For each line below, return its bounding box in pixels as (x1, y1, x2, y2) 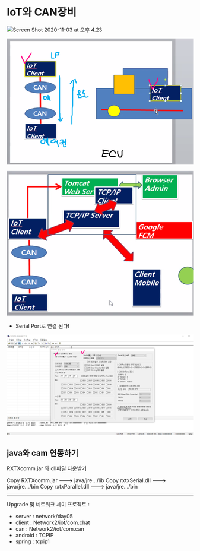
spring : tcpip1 (15, 538, 50, 545)
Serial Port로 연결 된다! (15, 322, 70, 330)
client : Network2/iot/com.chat (15, 519, 91, 526)
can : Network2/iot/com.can (15, 525, 85, 533)
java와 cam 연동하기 (7, 448, 79, 458)
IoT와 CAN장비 (7, 5, 77, 19)
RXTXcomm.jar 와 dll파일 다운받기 (7, 465, 87, 472)
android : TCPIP (15, 532, 54, 539)
